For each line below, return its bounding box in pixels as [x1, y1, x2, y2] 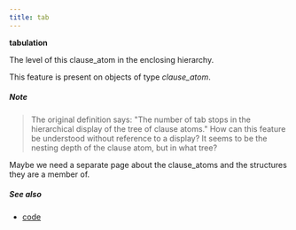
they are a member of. [9, 169, 90, 180]
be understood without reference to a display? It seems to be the [30, 133, 268, 143]
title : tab [9, 12, 50, 22]
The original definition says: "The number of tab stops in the [30, 114, 251, 125]
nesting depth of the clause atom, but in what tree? [30, 142, 218, 153]
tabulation [9, 37, 49, 48]
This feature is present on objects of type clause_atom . [9, 72, 211, 82]
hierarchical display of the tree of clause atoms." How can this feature [30, 123, 286, 134]
